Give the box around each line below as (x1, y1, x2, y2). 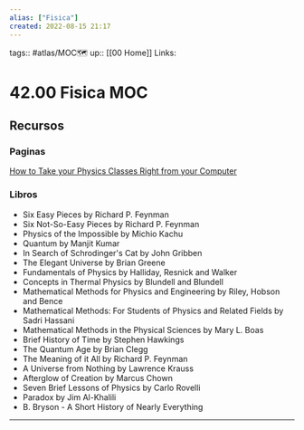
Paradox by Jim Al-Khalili (22, 391, 117, 403)
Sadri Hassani (22, 314, 75, 326)
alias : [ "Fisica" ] (9, 13, 79, 23)
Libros (9, 188, 38, 201)
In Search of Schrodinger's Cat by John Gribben (22, 247, 203, 258)
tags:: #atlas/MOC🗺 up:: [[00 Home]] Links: (9, 47, 176, 58)
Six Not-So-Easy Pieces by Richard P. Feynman (22, 218, 200, 229)
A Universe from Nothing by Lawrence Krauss (22, 363, 195, 374)
